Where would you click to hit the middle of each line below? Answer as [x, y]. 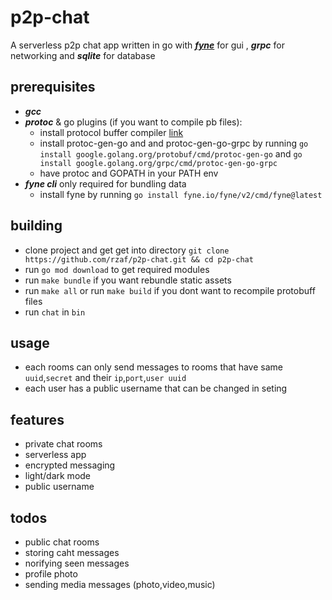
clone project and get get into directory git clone [127, 250]
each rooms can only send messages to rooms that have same [153, 367]
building [36, 226]
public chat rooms [62, 542]
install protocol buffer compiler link [111, 132]
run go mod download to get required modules [117, 269]
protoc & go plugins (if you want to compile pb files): [133, 122]
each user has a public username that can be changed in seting [156, 388]
